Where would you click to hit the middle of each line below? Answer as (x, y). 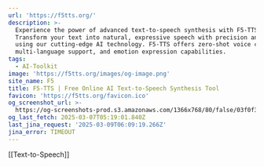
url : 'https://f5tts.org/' (52, 15)
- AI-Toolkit (37, 67)
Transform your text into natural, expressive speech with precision (131, 37)
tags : (17, 60)
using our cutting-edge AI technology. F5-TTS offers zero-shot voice (133, 45)
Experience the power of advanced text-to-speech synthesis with (125, 30)
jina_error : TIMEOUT (42, 132)
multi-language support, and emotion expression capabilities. (121, 52)
